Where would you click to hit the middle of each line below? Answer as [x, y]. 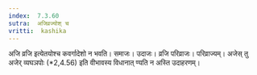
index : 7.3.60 [34, 16]
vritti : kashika [37, 31]
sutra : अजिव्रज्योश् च [39, 23]
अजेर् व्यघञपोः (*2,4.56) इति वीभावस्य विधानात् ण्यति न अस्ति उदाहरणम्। [104, 63]
